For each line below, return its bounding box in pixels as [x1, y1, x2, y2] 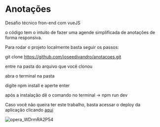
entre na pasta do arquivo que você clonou [5, 63, 93, 69]
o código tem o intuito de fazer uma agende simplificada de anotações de [5, 29, 156, 35]
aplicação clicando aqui [5, 107, 53, 113]
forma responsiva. [5, 35, 42, 41]
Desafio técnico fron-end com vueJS [5, 20, 80, 26]
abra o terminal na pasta [5, 73, 55, 79]
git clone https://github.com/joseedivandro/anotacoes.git [5, 53, 121, 60]
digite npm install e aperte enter [5, 83, 70, 88]
